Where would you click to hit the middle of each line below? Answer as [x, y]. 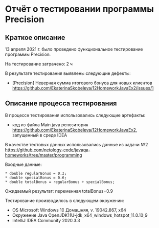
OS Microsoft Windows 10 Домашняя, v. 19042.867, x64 [69, 210]
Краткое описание [35, 37]
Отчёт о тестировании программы [79, 9]
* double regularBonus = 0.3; [36, 173]
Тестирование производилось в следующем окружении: [65, 200]
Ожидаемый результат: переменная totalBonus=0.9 [59, 191]
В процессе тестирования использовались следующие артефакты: [75, 115]
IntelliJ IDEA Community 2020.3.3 [46, 220]
